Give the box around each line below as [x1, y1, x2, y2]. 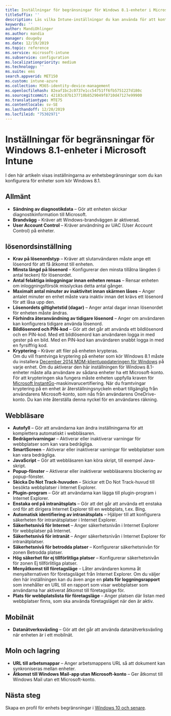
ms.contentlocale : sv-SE [5, 102, 58, 108]
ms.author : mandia [5, 31, 44, 36]
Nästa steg [5, 691, 41, 700]
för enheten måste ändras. [12, 310, 69, 316]
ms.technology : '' [5, 64, 44, 69]
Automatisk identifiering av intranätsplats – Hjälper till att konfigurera [12, 512, 161, 518]
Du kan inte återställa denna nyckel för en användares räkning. [27, 396, 158, 403]
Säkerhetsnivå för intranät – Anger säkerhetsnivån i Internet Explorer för [12, 533, 166, 539]
